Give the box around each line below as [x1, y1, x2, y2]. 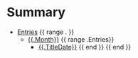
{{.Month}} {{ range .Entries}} [27, 35, 115, 43]
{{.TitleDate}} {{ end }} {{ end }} [38, 42, 132, 51]
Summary [6, 4, 65, 21]
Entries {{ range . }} [16, 28, 75, 36]
